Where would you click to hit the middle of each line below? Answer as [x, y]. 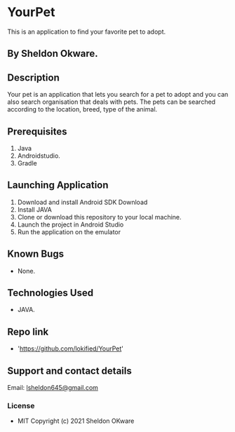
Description [33, 77]
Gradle [27, 163]
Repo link [28, 331]
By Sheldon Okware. [53, 54]
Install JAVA [35, 209]
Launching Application [58, 185]
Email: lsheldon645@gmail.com [53, 388]
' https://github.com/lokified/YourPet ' [70, 349]
